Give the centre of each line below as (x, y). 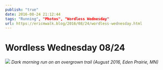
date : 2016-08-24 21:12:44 (33, 14)
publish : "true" (22, 10)
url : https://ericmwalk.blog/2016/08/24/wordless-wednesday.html (74, 23)
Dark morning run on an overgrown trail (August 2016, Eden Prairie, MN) (85, 62)
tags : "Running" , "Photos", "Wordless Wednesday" (57, 19)
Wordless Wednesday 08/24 (65, 48)
